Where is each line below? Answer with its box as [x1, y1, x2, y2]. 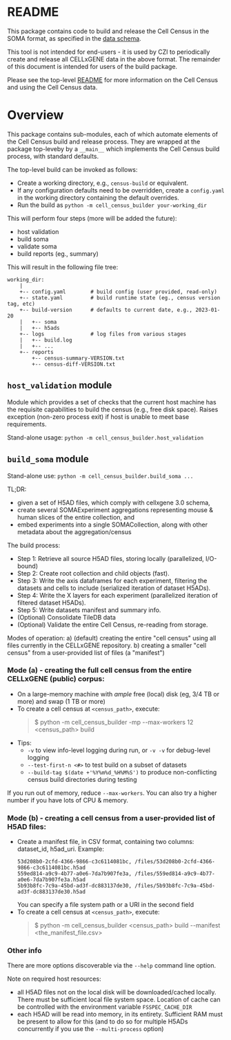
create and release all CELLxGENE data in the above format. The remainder [7, 55, 221, 63]
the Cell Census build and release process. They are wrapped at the [7, 137, 201, 146]
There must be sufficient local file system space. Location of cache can [17, 995, 221, 1004]
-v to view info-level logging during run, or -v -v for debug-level [27, 746, 210, 754]
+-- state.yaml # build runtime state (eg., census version [19, 294, 221, 301]
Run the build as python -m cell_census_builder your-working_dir [17, 201, 207, 209]
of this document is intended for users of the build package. [7, 62, 178, 70]
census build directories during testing [27, 775, 137, 783]
